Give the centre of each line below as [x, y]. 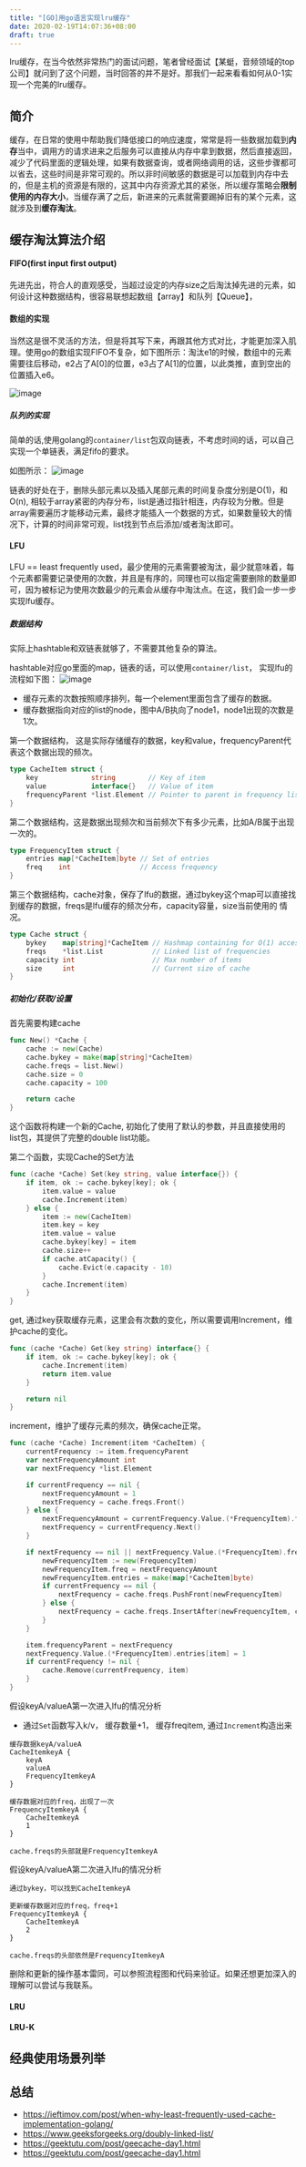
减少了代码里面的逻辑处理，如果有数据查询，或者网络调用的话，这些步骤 [145, 163]
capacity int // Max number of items [134, 960]
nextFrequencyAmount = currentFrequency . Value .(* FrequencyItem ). [169, 1519]
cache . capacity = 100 [66, 1083]
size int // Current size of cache [138, 968]
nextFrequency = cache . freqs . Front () [113, 1502]
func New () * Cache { [49, 1041]
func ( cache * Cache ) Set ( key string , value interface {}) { [124, 1175]
